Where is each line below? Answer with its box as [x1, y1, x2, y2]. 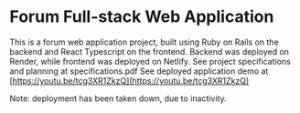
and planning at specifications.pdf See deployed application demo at [9, 66, 269, 77]
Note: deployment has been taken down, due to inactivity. [9, 93, 227, 104]
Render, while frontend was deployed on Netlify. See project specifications [9, 56, 291, 67]
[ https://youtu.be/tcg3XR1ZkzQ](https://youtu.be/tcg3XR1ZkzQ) [9, 75, 250, 86]
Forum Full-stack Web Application [9, 6, 274, 27]
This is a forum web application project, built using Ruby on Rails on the [9, 36, 279, 47]
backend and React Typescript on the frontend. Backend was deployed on [9, 46, 290, 56]
